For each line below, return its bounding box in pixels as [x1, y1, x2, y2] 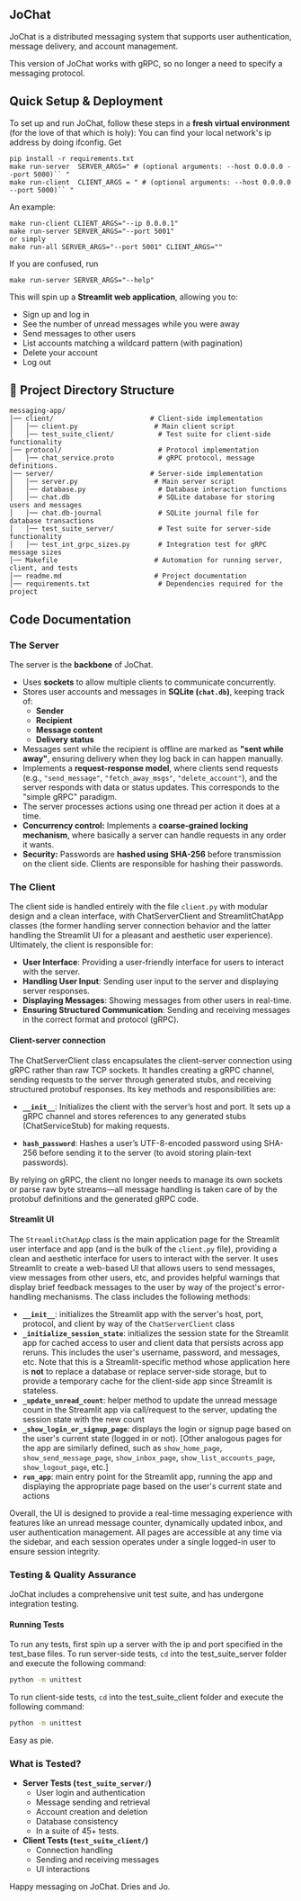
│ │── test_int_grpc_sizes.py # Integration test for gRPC [9, 540, 268, 550]
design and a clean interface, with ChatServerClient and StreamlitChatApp [9, 910, 285, 921]
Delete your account [22, 346, 99, 358]
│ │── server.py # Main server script [9, 477, 235, 487]
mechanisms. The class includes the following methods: [43, 1291, 251, 1302]
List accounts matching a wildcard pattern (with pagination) [22, 337, 243, 348]
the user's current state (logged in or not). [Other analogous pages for [22, 1432, 283, 1443]
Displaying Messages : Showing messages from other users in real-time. [22, 995, 292, 1006]
